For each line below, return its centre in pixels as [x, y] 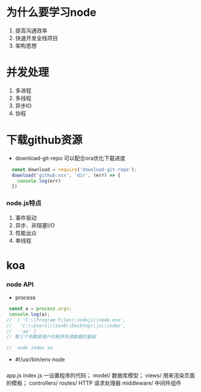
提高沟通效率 [31, 30]
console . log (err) [39, 181]
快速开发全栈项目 [36, 38]
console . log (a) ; [29, 314]
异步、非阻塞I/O [35, 225]
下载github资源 [45, 140]
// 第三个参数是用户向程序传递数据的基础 [51, 337]
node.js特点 [24, 203]
